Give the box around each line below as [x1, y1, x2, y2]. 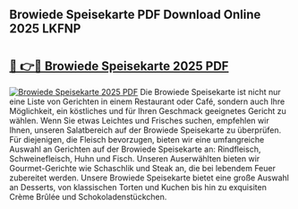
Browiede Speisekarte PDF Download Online [9, 7, 261, 22]
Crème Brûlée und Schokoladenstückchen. [9, 192, 167, 202]
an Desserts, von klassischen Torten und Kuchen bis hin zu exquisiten [9, 182, 267, 192]
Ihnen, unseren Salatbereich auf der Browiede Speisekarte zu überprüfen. [9, 125, 282, 135]
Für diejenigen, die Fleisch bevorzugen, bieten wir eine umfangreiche [9, 135, 265, 144]
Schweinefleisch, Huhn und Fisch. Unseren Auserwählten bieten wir [9, 153, 260, 164]
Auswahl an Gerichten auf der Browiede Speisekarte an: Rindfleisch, [9, 144, 261, 154]
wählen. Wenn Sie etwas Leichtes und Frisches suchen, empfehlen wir [9, 116, 270, 126]
